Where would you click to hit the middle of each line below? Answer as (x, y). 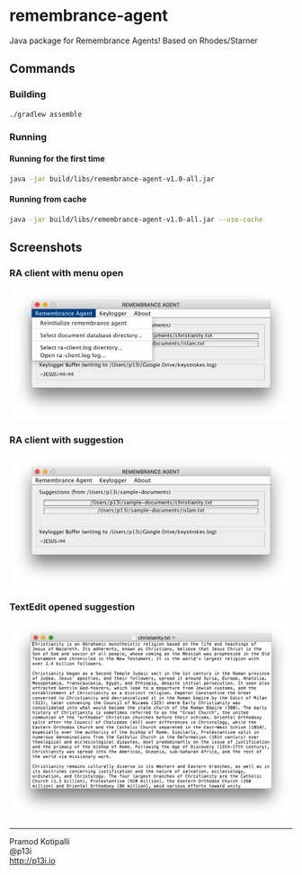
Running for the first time (57, 159)
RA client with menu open (67, 272)
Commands (43, 69)
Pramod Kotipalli (40, 842)
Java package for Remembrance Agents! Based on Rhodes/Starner (133, 40)
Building (28, 94)
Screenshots (46, 247)
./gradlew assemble (46, 114)
